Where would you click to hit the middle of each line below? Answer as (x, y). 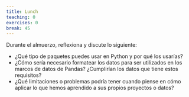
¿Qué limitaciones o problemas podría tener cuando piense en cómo (98, 82)
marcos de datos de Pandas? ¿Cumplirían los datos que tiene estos (96, 69)
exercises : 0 (22, 22)
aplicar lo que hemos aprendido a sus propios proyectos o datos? (94, 88)
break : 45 (18, 28)
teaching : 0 (21, 17)
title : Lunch (22, 12)
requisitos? (28, 75)
